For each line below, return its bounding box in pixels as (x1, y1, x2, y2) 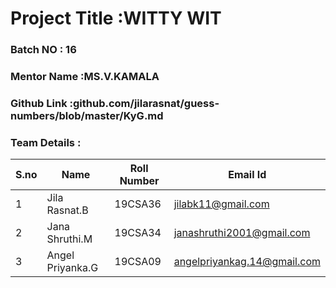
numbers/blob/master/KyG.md (10, 108, 164, 122)
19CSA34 (114, 226, 162, 240)
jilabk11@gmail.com (173, 197, 270, 211)
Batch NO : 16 (10, 43, 77, 57)
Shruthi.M (46, 232, 93, 246)
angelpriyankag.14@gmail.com (173, 255, 321, 269)
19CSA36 (114, 197, 162, 211)
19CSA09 (114, 255, 162, 269)
